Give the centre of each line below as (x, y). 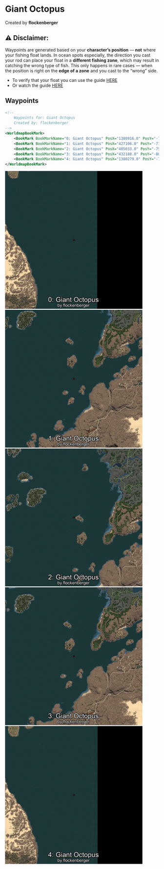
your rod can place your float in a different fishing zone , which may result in (82, 60)
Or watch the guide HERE (38, 85)
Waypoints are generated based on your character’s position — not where (81, 50)
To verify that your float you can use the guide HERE (65, 80)
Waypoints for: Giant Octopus (45, 118)
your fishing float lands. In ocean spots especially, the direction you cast (78, 55)
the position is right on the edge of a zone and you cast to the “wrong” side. (81, 71)
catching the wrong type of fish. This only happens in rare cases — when (79, 65)
